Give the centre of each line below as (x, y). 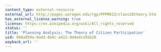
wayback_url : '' (22, 42)
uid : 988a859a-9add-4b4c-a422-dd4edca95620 (51, 38)
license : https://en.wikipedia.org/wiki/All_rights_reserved (70, 24)
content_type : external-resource (40, 10)
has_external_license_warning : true (43, 19)
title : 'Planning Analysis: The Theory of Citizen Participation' (75, 33)
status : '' (16, 28)
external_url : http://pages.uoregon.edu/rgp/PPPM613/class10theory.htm (80, 14)
